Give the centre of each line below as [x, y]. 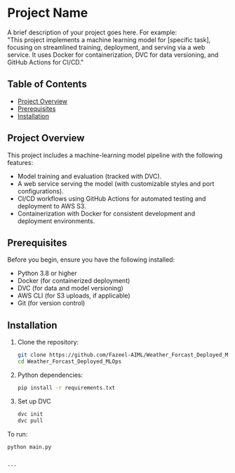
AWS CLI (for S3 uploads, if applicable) [74, 295]
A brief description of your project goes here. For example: [92, 32]
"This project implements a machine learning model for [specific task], [109, 39]
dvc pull [30, 420]
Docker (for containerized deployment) [74, 281]
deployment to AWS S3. [52, 206]
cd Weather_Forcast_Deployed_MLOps [69, 362]
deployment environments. [56, 221]
